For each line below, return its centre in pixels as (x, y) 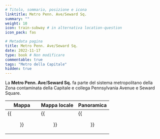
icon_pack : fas (21, 32)
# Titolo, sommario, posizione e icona (46, 10)
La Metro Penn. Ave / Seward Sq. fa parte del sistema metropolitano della (79, 83)
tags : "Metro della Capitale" (36, 64)
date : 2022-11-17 (23, 50)
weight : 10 (16, 23)
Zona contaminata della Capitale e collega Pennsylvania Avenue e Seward (80, 88)
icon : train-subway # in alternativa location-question (64, 28)
